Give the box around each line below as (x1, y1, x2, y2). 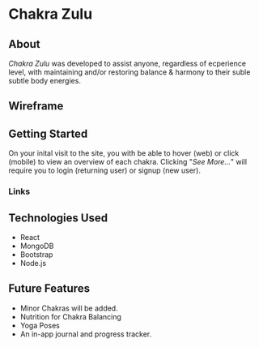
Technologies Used (8, 211, 108, 225)
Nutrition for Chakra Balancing (19, 311, 121, 321)
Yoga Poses (19, 320, 61, 330)
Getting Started (8, 126, 88, 140)
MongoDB (19, 241, 54, 251)
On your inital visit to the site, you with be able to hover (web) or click (8, 148, 240, 158)
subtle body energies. (8, 76, 81, 85)
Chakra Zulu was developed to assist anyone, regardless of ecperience (8, 58, 247, 68)
